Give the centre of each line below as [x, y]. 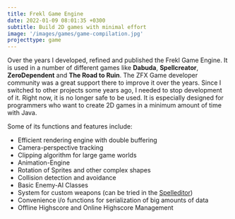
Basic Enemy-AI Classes [53, 185]
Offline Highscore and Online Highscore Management [96, 208]
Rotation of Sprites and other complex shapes [84, 170]
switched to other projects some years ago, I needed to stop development [115, 90]
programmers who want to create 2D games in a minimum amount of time [115, 105]
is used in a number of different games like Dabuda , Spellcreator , [103, 68]
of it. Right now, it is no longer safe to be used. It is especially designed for [116, 98]
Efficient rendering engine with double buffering [87, 140]
